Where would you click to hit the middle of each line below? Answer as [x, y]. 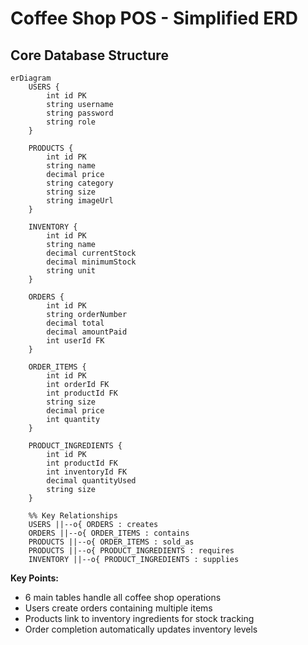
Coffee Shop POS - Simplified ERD [154, 18]
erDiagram [31, 78]
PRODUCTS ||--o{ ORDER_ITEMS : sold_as [111, 542]
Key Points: [34, 578]
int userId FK [75, 341]
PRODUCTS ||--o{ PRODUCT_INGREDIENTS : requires [131, 551]
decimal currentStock [91, 253]
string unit [71, 271]
